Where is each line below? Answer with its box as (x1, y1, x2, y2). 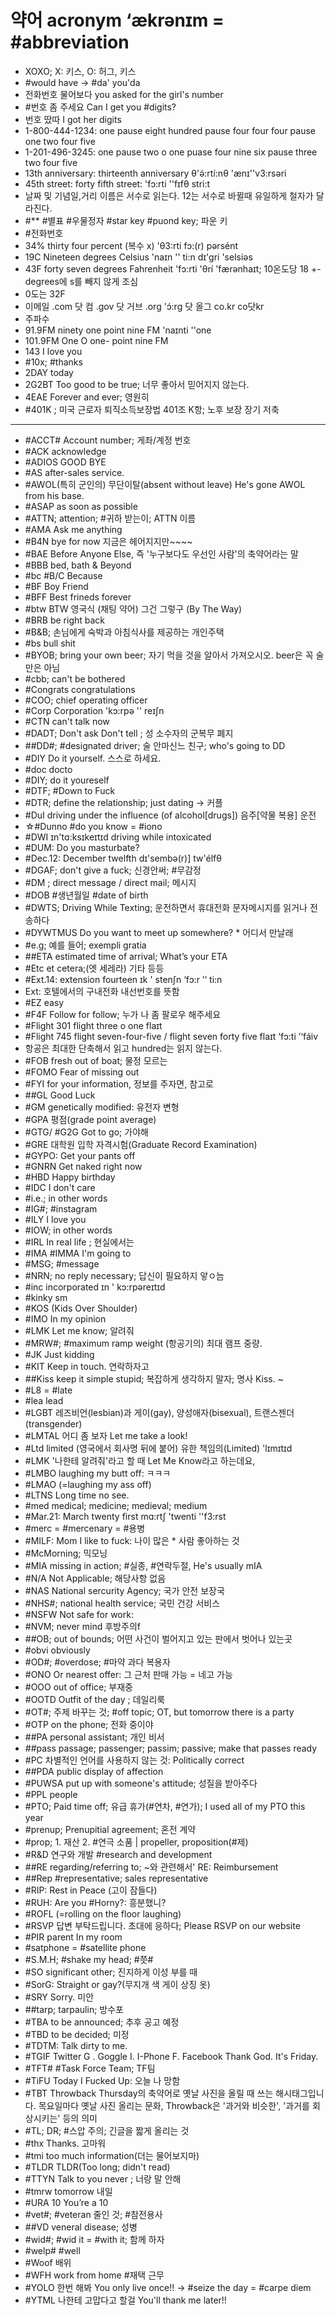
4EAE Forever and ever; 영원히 (24, 391, 150, 403)
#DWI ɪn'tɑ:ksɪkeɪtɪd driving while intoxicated (24, 831, 212, 843)
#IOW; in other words (24, 1224, 113, 1236)
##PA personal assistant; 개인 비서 (24, 1731, 165, 1743)
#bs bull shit (24, 637, 76, 649)
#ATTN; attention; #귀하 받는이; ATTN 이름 (24, 512, 197, 524)
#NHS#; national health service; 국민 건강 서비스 (24, 1597, 221, 1609)
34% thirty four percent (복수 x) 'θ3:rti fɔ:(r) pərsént (24, 239, 239, 251)
